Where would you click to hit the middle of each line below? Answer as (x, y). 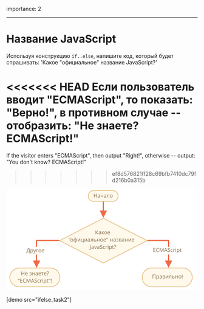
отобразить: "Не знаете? (73, 126)
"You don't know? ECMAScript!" (46, 162)
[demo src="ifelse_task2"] (39, 299)
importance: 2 (24, 9)
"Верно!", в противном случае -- (93, 113)
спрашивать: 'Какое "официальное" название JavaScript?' (82, 62)
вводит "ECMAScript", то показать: (100, 100)
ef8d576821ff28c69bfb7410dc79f (154, 173)
